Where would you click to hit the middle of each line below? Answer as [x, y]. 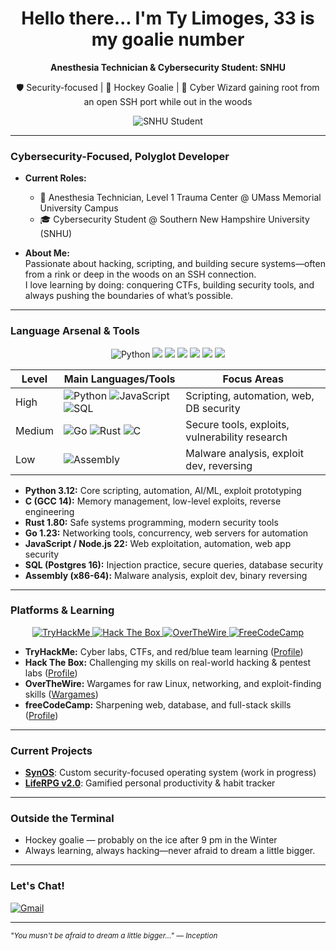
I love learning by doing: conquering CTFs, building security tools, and [169, 285]
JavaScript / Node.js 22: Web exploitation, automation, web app [158, 543]
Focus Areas [253, 379]
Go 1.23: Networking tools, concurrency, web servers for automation [166, 533]
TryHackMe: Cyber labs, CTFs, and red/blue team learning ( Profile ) [164, 651]
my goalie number [168, 39]
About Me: [47, 253]
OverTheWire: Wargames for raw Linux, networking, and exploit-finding [173, 683]
